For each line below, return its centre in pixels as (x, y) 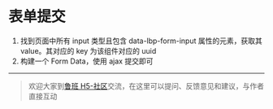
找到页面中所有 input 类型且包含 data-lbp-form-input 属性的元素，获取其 (141, 41)
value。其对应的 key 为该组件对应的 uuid (88, 50)
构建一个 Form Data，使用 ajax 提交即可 (87, 61)
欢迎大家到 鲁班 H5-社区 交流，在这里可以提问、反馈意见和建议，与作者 (146, 85)
